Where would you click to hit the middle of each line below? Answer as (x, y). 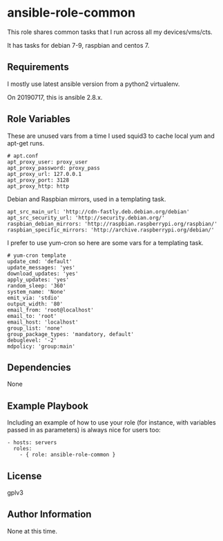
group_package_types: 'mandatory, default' (71, 334)
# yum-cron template (37, 255)
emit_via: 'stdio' (33, 298)
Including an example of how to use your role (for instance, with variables (111, 423)
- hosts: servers (32, 443)
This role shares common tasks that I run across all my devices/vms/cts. (110, 32)
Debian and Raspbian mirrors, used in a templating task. (87, 199)
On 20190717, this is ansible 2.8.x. (55, 97)
